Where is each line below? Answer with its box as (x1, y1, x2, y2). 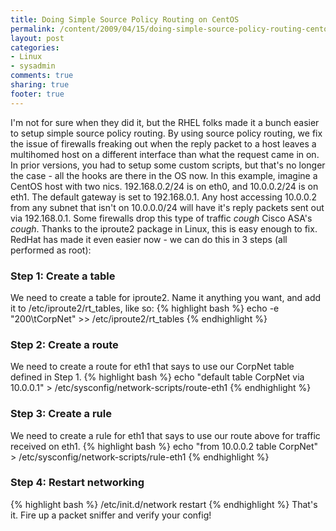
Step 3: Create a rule (10, 407, 112, 421)
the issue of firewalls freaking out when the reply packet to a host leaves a (10, 137, 317, 150)
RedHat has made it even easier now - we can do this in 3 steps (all (10, 233, 288, 245)
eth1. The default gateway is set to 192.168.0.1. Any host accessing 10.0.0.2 (10, 191, 318, 203)
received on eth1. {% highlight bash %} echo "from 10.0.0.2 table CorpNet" (10, 440, 319, 452)
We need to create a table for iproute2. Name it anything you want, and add (10, 291, 322, 303)
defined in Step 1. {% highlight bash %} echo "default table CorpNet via (10, 371, 305, 383)
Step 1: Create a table (10, 269, 116, 283)
